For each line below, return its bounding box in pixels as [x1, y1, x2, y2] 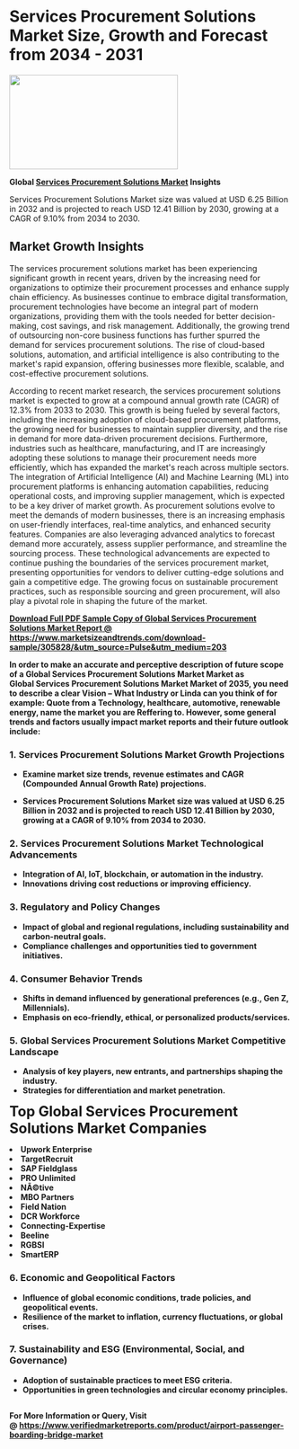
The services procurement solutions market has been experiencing [9, 262, 258, 273]
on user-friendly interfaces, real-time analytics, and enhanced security [9, 519, 271, 529]
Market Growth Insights [9, 239, 145, 254]
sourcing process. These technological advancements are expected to [9, 547, 271, 558]
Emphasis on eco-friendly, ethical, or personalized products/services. [22, 1011, 290, 1022]
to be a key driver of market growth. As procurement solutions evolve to [9, 500, 276, 511]
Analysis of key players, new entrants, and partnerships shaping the [22, 1066, 284, 1077]
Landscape [9, 1045, 59, 1058]
